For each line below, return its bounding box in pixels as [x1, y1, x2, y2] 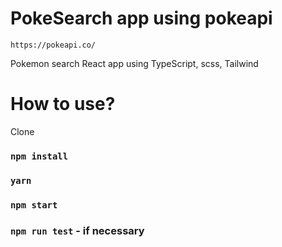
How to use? [10, 93, 116, 116]
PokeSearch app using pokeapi [10, 7, 273, 30]
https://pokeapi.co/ [10, 40, 97, 50]
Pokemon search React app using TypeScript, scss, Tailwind [10, 57, 259, 69]
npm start [10, 199, 58, 211]
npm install [10, 150, 69, 162]
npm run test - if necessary [10, 223, 145, 237]
